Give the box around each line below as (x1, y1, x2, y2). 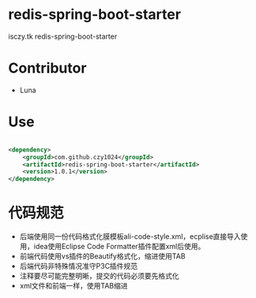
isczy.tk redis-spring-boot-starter (8, 32, 118, 41)
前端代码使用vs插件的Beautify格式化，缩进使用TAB (19, 251, 186, 261)
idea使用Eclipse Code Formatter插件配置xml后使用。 (33, 242, 205, 251)
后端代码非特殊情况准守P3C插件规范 (19, 262, 138, 271)
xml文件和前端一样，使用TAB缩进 (19, 281, 128, 291)
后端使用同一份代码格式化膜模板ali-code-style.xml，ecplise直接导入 (19, 232, 241, 241)
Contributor (8, 59, 87, 77)
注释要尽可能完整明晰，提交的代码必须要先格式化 (19, 271, 179, 281)
